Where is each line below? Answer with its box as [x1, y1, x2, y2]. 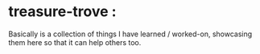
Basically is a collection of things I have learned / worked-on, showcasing [8, 29, 253, 39]
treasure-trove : [8, 2, 117, 21]
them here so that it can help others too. [8, 37, 142, 47]
